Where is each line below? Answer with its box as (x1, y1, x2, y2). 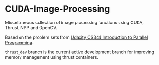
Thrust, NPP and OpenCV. (5, 24, 58, 30)
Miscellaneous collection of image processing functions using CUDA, (5, 20, 144, 25)
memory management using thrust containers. (5, 54, 99, 60)
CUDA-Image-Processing (5, 3, 110, 15)
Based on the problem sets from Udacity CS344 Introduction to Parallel (5, 34, 148, 40)
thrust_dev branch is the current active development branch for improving (5, 49, 155, 55)
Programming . (5, 39, 34, 45)
